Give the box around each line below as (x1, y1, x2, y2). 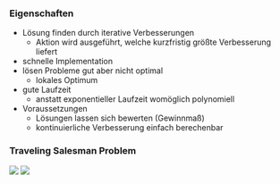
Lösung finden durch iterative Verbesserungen (21, 28, 195, 38)
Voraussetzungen (21, 104, 88, 114)
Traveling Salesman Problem (9, 145, 137, 157)
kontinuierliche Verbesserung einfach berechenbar (35, 122, 224, 133)
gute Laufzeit (21, 84, 72, 96)
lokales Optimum (35, 75, 98, 86)
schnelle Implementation (21, 56, 114, 67)
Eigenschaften (9, 7, 74, 20)
